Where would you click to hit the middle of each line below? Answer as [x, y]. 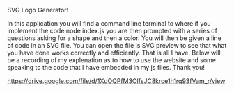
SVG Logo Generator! [38, 10]
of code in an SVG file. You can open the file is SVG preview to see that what [117, 45]
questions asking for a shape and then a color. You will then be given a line [114, 38]
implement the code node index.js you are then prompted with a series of [112, 31]
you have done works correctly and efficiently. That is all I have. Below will [114, 53]
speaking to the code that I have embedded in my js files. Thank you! [106, 67]
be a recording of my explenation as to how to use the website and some [111, 60]
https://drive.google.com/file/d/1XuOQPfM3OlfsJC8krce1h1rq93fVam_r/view [116, 81]
